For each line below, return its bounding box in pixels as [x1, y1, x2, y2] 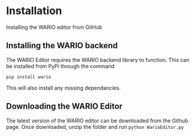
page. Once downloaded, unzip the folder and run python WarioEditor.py [6, 123, 184, 130]
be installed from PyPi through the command [6, 62, 115, 69]
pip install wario [6, 74, 51, 80]
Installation [6, 4, 62, 18]
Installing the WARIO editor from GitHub [6, 24, 103, 31]
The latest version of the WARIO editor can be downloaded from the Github [6, 117, 189, 124]
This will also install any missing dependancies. [6, 84, 121, 91]
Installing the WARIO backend [6, 41, 118, 51]
